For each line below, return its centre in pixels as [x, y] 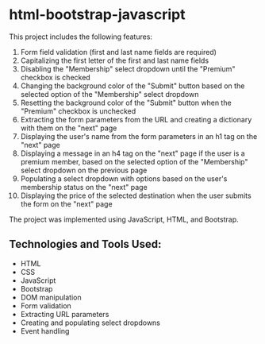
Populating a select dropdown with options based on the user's [124, 178]
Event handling [45, 330]
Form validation [46, 305]
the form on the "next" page [67, 203]
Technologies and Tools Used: [85, 244]
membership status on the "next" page [84, 187]
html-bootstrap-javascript [97, 15]
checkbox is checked [55, 77]
